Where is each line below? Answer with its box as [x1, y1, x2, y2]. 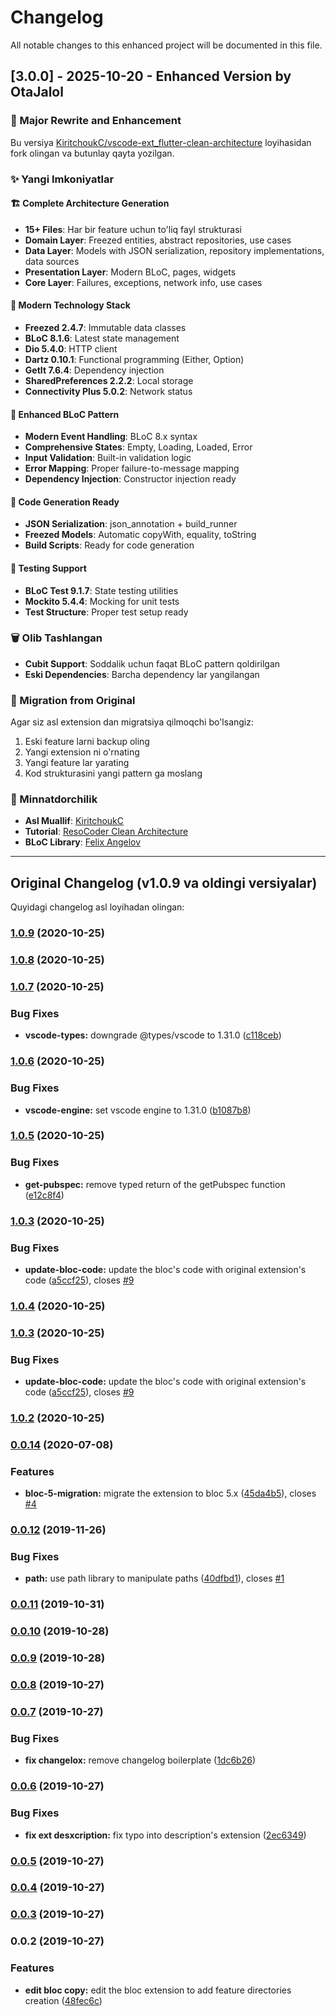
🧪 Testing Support [10, 562, 87, 574]
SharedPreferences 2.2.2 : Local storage [24, 374, 194, 386]
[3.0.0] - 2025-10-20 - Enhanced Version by [10, 68, 292, 85]
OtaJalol [10, 84, 64, 101]
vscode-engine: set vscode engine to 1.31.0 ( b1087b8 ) [24, 1104, 252, 1116]
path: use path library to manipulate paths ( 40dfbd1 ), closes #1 [24, 1572, 285, 1585]
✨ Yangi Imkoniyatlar [10, 172, 115, 186]
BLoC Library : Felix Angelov [24, 836, 142, 848]
